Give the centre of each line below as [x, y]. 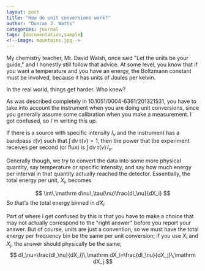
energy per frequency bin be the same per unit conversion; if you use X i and [102, 237]
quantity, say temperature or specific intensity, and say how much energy [99, 167]
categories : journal [33, 29]
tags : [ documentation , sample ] [45, 35]
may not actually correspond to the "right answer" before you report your [99, 223]
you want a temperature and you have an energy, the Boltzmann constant [99, 71]
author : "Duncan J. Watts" [41, 23]
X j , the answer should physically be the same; [64, 244]
